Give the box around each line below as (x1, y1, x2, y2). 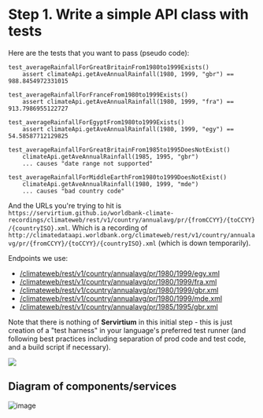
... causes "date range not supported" (22, 159, 154, 167)
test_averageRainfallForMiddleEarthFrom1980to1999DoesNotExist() (8, 173, 227, 181)
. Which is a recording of (68, 222, 148, 233)
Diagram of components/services (8, 379, 177, 394)
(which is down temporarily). (157, 238, 251, 247)
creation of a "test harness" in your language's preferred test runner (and (8, 325, 246, 335)
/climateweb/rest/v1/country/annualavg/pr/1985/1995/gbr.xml (19, 302, 218, 311)
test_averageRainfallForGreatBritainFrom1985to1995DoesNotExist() (8, 145, 231, 154)
